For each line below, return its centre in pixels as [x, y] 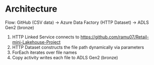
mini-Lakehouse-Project [36, 42]
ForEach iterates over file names [44, 52]
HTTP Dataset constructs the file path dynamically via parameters [78, 47]
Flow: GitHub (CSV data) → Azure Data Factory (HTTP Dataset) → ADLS [77, 22]
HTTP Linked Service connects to [46, 37]
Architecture [31, 9]
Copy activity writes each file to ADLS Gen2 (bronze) [65, 57]
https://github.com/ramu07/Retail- [115, 37]
